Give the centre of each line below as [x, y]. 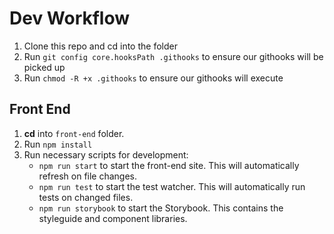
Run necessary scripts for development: [106, 154]
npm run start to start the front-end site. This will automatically [169, 165]
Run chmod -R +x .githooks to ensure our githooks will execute [153, 78]
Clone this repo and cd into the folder [100, 46]
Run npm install [58, 144]
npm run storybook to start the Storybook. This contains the [161, 208]
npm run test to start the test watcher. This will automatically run [172, 186]
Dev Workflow [70, 18]
